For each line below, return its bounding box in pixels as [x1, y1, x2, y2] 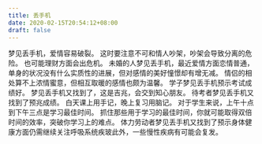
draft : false [8, 26, 51, 34]
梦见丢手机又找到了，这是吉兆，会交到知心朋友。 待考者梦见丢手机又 [30, 88, 254, 98]
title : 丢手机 [8, 11, 51, 20]
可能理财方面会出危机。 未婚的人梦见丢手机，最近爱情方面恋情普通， [30, 58, 254, 68]
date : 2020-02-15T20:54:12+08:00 [8, 19, 118, 27]
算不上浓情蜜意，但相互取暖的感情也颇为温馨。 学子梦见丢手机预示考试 [14, 78, 245, 87]
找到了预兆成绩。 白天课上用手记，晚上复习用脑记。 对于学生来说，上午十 [8, 98, 247, 107]
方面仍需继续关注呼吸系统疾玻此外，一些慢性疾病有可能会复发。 [14, 127, 223, 137]
